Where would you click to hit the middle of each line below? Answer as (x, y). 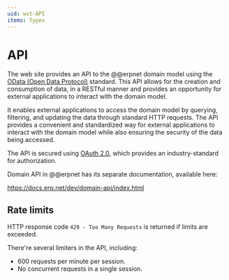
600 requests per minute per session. (71, 261)
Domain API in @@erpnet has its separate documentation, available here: (112, 174)
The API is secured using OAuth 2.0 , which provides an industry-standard (113, 153)
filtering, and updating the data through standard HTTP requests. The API (113, 118)
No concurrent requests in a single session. (80, 269)
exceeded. (22, 234)
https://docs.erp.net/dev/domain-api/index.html (76, 188)
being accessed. (31, 140)
